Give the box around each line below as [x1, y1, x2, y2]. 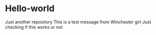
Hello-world [5, 3, 55, 14]
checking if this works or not [5, 24, 63, 30]
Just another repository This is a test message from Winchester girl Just [5, 19, 151, 25]
